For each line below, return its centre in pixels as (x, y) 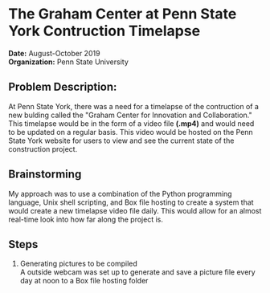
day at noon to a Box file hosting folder (84, 281)
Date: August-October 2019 (54, 53)
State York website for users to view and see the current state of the (121, 140)
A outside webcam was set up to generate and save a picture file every (137, 272)
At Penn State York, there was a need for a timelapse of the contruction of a (134, 106)
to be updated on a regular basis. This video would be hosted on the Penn (131, 132)
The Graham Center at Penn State (123, 14)
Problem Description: (63, 87)
